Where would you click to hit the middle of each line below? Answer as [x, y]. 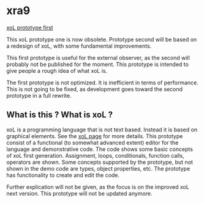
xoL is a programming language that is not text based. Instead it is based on [102, 130]
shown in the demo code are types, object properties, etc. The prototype [98, 168]
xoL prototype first [30, 28]
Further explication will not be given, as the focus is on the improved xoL [98, 186]
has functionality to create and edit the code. [63, 175]
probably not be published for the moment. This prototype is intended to [97, 64]
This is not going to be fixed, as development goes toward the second [94, 89]
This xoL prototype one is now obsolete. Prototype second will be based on [102, 39]
